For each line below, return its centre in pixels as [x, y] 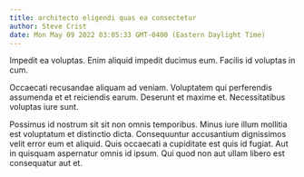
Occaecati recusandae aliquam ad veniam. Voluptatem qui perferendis [141, 88]
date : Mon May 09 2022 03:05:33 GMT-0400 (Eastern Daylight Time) [137, 34]
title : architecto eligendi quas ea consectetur [103, 18]
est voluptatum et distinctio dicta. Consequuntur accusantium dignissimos [148, 134]
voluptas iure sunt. [44, 107]
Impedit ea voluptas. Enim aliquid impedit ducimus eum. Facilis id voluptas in [152, 61]
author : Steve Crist [49, 26]
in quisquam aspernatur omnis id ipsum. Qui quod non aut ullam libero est [147, 153]
